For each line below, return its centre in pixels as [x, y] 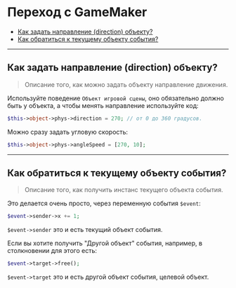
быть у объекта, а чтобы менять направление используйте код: [103, 105]
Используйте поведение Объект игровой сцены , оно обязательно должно [116, 98]
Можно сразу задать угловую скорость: [68, 132]
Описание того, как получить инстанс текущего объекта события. [124, 190]
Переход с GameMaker [77, 12]
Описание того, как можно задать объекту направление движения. [126, 84]
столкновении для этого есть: [52, 251]
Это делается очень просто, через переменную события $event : [104, 203]
